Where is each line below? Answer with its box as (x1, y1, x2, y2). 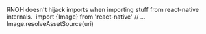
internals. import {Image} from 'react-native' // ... (6, 13, 146, 21)
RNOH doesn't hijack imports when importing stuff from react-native (6, 6, 200, 13)
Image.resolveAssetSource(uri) (6, 20, 94, 27)
